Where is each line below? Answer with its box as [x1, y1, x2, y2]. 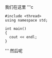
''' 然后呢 [5, 48, 23, 54]
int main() [5, 26, 27, 31]
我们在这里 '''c [5, 4, 33, 10]
